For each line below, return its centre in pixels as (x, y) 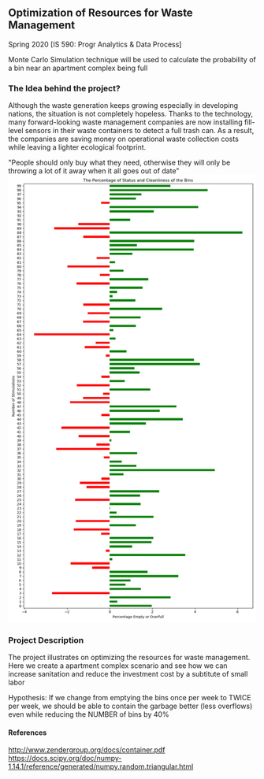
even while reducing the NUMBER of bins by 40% (89, 714)
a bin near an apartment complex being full (78, 68)
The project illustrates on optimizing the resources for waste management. (129, 658)
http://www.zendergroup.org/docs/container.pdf (87, 750)
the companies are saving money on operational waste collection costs (123, 139)
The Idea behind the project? (64, 88)
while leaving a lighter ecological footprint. (77, 147)
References (28, 733)
